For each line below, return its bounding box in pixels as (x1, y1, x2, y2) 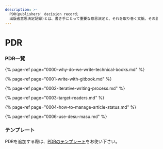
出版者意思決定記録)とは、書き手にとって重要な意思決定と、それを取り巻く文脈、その (9, 16, 156, 21)
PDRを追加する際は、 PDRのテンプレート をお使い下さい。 (5, 139, 120, 145)
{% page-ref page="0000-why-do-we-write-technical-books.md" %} (5, 66, 145, 72)
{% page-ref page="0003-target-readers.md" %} (5, 95, 105, 100)
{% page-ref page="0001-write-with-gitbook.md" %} (5, 76, 112, 82)
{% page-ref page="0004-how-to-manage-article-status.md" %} (5, 104, 137, 110)
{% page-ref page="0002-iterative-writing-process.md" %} (5, 85, 125, 91)
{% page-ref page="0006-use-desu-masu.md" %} (5, 114, 107, 119)
